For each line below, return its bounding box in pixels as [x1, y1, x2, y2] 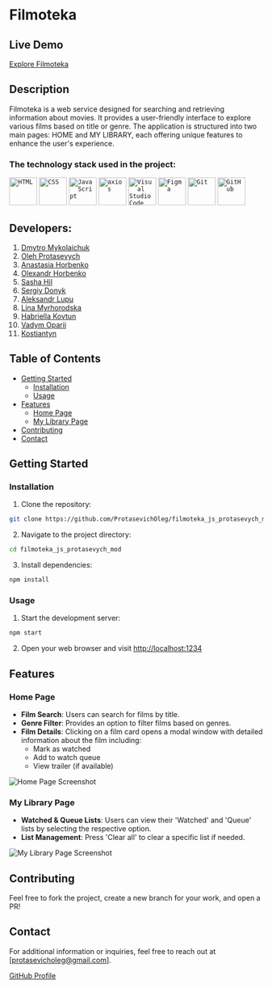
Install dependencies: [20, 560, 93, 570]
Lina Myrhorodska [20, 302, 82, 312]
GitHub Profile [9, 970, 56, 980]
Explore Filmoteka [9, 59, 69, 69]
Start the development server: [20, 613, 121, 623]
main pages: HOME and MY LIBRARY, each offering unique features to [9, 129, 243, 139]
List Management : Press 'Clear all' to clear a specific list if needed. [20, 833, 245, 842]
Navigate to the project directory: [20, 530, 132, 539]
